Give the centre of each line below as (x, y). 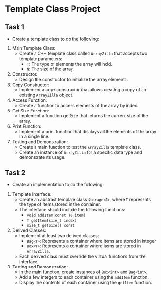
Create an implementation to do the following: (58, 184)
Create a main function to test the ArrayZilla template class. (80, 147)
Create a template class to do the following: (56, 39)
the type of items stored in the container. (60, 204)
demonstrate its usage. (42, 157)
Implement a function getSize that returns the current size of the (84, 116)
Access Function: (29, 100)
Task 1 (15, 27)
